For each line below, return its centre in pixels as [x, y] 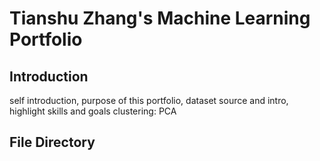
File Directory [52, 142]
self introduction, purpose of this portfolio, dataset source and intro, [149, 100]
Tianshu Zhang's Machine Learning [160, 18]
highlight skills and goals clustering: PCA [93, 111]
